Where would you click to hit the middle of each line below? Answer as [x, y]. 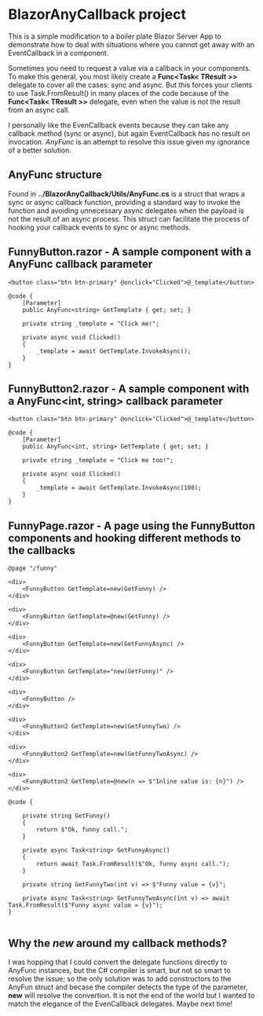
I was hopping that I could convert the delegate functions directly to [118, 962]
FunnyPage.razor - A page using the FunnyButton [131, 525]
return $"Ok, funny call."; [82, 830]
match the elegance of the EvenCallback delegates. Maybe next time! [121, 1004]
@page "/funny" [33, 569]
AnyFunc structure [55, 175]
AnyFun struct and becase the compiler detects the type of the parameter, [128, 987]
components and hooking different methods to [124, 538]
